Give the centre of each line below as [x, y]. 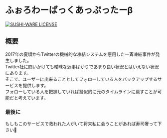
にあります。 [18, 73]
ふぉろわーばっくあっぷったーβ [69, 10]
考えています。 [33, 98]
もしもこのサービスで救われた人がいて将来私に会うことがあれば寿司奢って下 [83, 124]
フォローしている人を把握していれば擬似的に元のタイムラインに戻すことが [82, 91]
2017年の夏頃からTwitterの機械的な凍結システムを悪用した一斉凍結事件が [81, 54]
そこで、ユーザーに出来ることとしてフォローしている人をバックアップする [82, 79]
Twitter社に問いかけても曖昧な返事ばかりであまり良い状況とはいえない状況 [82, 67]
